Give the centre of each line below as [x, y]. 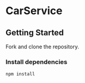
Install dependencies [37, 62]
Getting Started [35, 33]
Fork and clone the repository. [42, 47]
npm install [20, 74]
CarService [34, 11]
